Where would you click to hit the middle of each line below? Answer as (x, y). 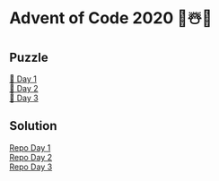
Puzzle (29, 57)
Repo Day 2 (31, 157)
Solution (33, 126)
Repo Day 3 (31, 167)
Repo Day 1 (30, 147)
